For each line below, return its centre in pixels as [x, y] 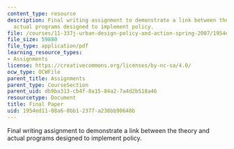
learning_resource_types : [45, 53]
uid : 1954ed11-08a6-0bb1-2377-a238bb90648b [71, 111]
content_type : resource [42, 14]
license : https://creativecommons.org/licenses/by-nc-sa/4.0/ [99, 65]
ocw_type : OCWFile [34, 72]
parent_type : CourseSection [48, 85]
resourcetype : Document [42, 98]
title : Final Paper [36, 104]
